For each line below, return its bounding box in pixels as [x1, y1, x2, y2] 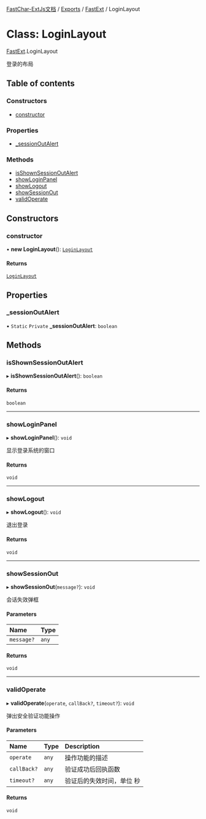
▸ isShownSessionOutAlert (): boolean [6, 372, 103, 379]
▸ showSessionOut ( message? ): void [6, 583, 95, 591]
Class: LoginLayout [6, 27, 107, 41]
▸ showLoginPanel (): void [6, 433, 72, 441]
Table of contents [6, 79, 75, 89]
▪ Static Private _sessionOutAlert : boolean [6, 322, 118, 330]
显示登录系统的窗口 [6, 446, 55, 454]
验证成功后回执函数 [64, 765, 121, 774]
